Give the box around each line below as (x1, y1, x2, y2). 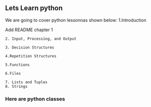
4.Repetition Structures (5, 53, 57, 58)
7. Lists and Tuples (5, 79, 48, 85)
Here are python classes (5, 95, 66, 102)
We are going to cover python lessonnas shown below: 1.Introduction (5, 17, 147, 23)
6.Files (5, 71, 21, 76)
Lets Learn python (5, 4, 63, 12)
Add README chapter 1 (5, 27, 53, 33)
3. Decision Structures (5, 45, 55, 50)
